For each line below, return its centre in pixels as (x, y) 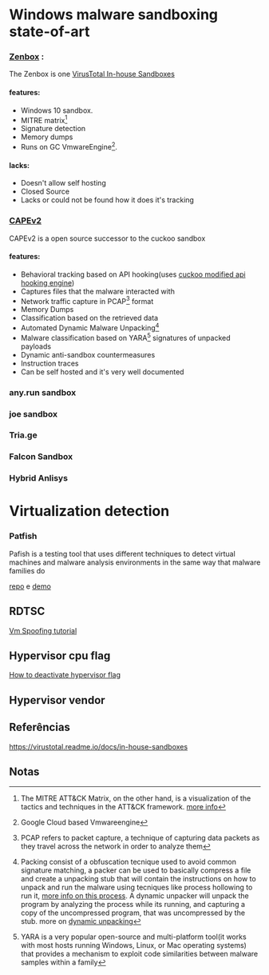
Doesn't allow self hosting (63, 183)
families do (27, 570)
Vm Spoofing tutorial (43, 630)
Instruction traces (49, 363)
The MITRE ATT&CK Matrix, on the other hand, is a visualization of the (136, 798)
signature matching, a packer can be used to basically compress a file (136, 870)
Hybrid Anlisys (39, 478)
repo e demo (30, 586)
